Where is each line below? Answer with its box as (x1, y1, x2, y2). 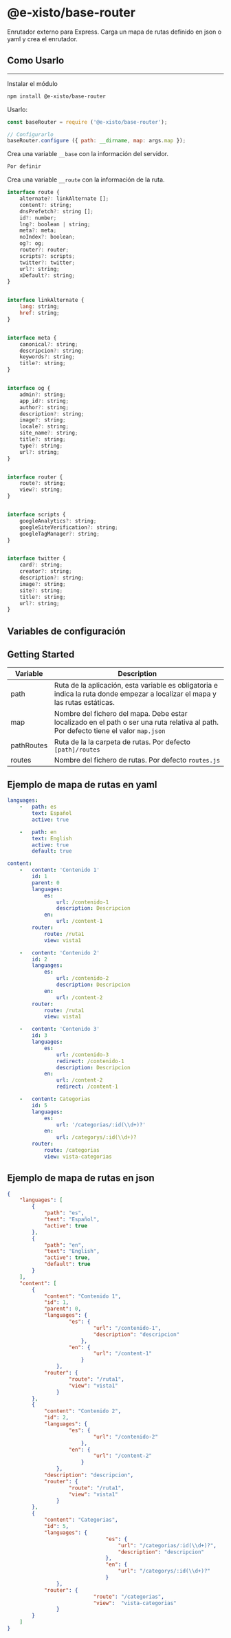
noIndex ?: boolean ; (19, 234, 76, 241)
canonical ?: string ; (19, 340, 78, 348)
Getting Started (7, 648, 75, 661)
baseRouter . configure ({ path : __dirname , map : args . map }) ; (7, 138, 186, 144)
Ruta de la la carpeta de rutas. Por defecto (54, 737, 190, 747)
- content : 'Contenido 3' (19, 1026, 100, 1033)
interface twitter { (7, 555, 67, 562)
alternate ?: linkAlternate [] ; (19, 195, 109, 202)
